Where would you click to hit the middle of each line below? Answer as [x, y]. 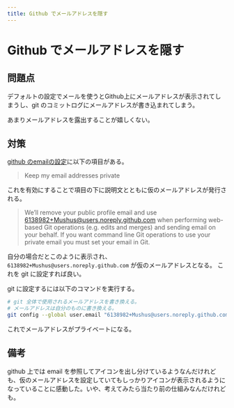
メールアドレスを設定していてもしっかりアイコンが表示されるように [128, 379]
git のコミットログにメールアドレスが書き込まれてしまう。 [115, 104]
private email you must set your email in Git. [87, 242]
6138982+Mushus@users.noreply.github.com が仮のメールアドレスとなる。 [111, 265]
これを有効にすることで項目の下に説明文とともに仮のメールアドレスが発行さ [117, 190]
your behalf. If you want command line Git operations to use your [117, 235]
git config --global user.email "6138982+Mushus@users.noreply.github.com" [119, 315]
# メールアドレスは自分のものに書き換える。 [62, 308]
